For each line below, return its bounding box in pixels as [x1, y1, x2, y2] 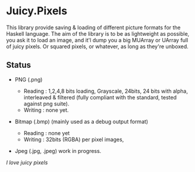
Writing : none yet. [23, 106, 69, 114]
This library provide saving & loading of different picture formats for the [6, 24, 181, 31]
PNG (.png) [14, 76, 43, 83]
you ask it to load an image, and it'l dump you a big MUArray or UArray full [6, 36, 188, 43]
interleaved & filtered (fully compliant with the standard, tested [23, 93, 177, 101]
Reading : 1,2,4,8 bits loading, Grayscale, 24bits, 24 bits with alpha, [23, 87, 188, 95]
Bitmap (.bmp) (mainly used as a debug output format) [14, 118, 149, 125]
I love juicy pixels [6, 159, 48, 166]
